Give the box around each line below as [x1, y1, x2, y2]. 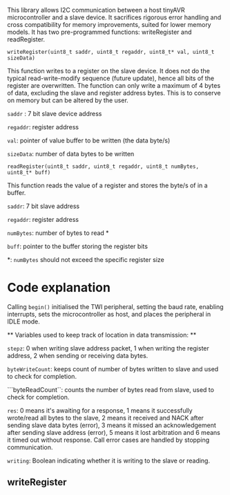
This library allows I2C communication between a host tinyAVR [7, 6, 185, 14]
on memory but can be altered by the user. [7, 96, 129, 104]
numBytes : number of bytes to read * [7, 229, 109, 237]
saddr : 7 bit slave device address [7, 110, 102, 118]
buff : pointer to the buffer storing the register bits [7, 242, 148, 250]
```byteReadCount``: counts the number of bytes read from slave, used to [7, 385, 214, 393]
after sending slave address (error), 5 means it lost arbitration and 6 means [7, 428, 221, 436]
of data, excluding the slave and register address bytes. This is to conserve [7, 89, 221, 97]
